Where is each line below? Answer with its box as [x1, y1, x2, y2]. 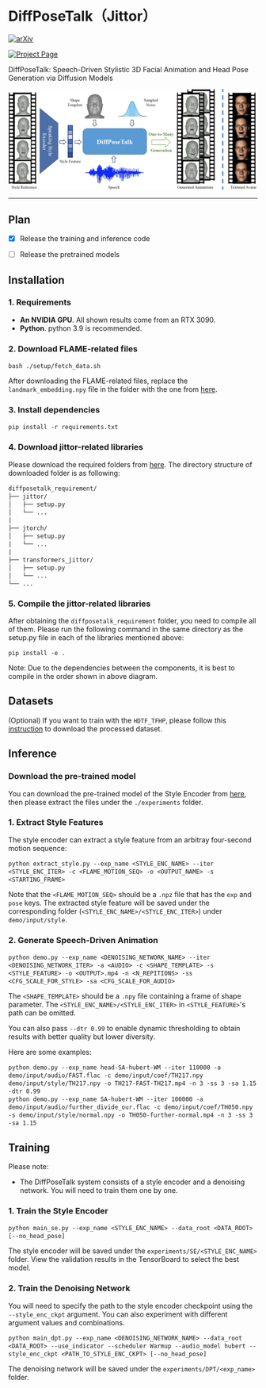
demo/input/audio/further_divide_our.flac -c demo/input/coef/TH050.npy [8, 1103, 253, 1111]
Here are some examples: [8, 1048, 93, 1057]
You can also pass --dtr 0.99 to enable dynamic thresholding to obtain [8, 1024, 241, 1033]
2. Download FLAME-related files [8, 343, 139, 354]
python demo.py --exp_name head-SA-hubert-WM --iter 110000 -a [8, 1064, 222, 1072]
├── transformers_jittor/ [8, 556, 93, 564]
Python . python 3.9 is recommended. [19, 323, 142, 333]
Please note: [8, 1161, 49, 1171]
